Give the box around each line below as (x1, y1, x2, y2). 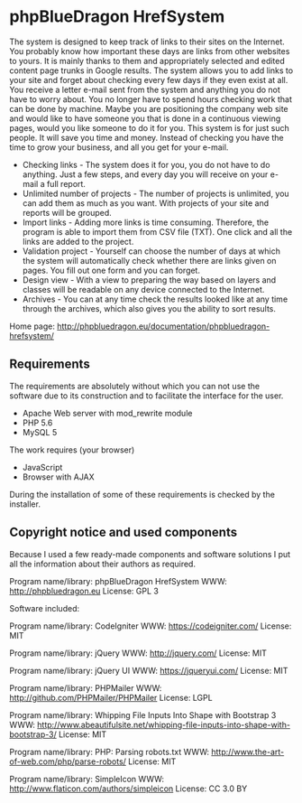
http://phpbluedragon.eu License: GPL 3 (9, 585, 160, 596)
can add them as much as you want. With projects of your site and (22, 197, 269, 209)
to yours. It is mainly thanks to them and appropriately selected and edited (9, 55, 286, 66)
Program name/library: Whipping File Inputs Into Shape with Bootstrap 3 (9, 709, 277, 720)
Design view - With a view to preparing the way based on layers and (22, 274, 277, 285)
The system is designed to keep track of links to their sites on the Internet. (9, 36, 286, 47)
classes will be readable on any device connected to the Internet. (22, 284, 265, 294)
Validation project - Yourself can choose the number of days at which (22, 246, 281, 257)
